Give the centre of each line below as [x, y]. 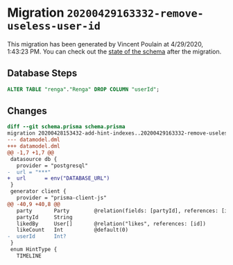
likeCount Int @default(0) [72, 230]
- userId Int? [37, 237]
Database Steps [42, 73]
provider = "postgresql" [52, 165]
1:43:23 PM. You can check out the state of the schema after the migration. [114, 51]
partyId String [44, 217]
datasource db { [34, 159]
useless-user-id [54, 26]
